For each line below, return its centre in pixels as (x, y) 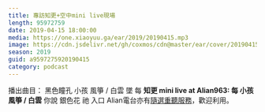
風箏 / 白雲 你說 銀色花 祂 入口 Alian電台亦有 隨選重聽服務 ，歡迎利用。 (121, 100)
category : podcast (38, 67)
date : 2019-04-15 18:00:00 (52, 30)
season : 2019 (30, 52)
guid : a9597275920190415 (49, 60)
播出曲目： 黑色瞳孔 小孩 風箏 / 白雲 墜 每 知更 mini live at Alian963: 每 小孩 (131, 90)
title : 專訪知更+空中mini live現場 (62, 15)
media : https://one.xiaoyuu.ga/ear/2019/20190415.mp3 (99, 37)
